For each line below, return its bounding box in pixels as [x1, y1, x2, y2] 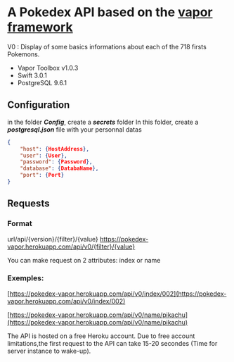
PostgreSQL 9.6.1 [17, 78, 67, 87]
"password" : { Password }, [20, 158, 93, 166]
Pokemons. [7, 50, 40, 58]
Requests [7, 198, 50, 210]
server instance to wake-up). [7, 347, 91, 355]
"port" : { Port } [20, 172, 65, 179]
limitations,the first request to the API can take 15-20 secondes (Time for [7, 339, 218, 347]
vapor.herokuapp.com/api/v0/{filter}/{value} [7, 242, 136, 251]
